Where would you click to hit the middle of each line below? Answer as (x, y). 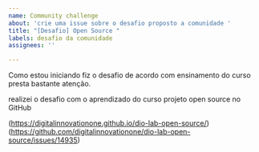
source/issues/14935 (43, 140)
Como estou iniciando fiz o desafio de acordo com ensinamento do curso (129, 75)
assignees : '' (32, 46)
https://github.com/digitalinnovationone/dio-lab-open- (101, 132)
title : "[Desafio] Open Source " (64, 30)
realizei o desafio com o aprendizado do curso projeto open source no (125, 99)
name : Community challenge (53, 16)
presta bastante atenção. (50, 84)
